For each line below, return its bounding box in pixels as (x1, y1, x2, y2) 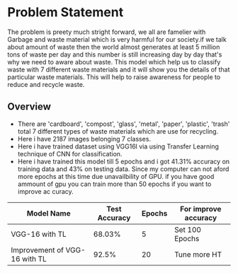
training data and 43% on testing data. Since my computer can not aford (17, 164, 229, 173)
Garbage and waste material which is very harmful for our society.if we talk (7, 35, 227, 43)
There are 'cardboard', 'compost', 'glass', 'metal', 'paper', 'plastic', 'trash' (17, 120, 230, 128)
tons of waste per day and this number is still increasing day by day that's (7, 50, 222, 59)
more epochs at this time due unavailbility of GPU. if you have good (17, 172, 215, 180)
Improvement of (11, 245, 64, 255)
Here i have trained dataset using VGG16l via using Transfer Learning (17, 142, 220, 151)
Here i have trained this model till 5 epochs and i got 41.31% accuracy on (17, 157, 230, 165)
